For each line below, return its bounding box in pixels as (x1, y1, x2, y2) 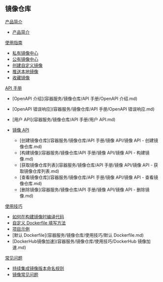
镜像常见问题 (12, 271, 38, 277)
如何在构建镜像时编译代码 (12, 214, 64, 219)
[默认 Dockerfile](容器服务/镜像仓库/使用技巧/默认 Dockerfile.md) (12, 232, 144, 238)
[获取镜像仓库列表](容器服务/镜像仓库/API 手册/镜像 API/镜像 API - (19, 162, 153, 168)
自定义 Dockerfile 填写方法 (12, 219, 66, 225)
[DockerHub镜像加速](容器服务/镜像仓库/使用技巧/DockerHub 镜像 (12, 238, 146, 244)
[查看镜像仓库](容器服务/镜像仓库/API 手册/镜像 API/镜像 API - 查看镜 (19, 174, 159, 180)
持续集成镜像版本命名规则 (12, 265, 64, 271)
